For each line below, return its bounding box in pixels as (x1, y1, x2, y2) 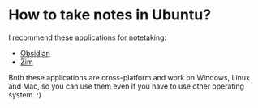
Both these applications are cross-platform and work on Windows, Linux (8, 72, 250, 82)
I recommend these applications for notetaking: (8, 32, 167, 42)
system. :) (8, 89, 42, 99)
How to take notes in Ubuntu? (8, 6, 212, 24)
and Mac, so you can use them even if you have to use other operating (8, 81, 245, 91)
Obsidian (19, 48, 50, 58)
